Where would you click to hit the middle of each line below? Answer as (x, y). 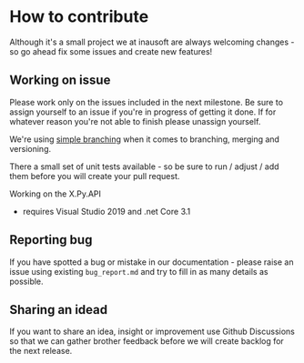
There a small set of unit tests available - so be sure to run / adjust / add (144, 166)
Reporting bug (51, 240)
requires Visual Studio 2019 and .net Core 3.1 (106, 211)
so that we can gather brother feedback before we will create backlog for (147, 341)
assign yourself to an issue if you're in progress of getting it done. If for (143, 112)
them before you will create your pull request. (95, 176)
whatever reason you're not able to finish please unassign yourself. (135, 121)
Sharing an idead (58, 310)
